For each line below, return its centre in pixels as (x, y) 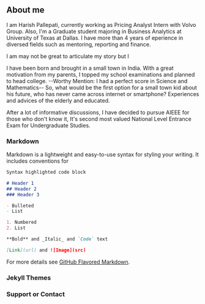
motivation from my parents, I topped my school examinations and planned (101, 74)
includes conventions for (38, 161)
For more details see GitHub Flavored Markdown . (68, 262)
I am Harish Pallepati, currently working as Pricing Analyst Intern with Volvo (101, 24)
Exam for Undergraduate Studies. (48, 125)
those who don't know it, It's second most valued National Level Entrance (99, 119)
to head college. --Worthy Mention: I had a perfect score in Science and (97, 81)
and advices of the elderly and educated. (58, 100)
